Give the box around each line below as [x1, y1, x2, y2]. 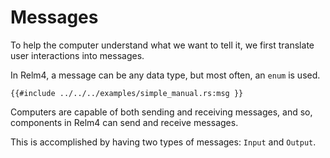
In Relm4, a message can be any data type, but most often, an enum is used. [10, 69, 321, 81]
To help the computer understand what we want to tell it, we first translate [10, 39, 315, 51]
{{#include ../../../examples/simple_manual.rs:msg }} [10, 88, 244, 98]
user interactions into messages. [10, 49, 145, 61]
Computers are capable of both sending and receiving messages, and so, [10, 106, 313, 118]
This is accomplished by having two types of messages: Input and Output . [10, 136, 317, 148]
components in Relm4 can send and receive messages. [10, 116, 239, 128]
